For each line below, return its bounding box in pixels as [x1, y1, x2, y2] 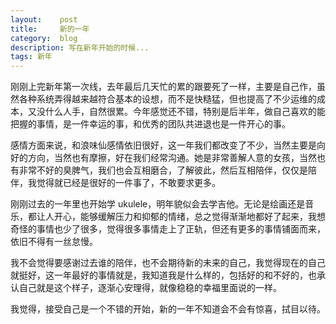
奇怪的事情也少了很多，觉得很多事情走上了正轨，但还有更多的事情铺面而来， [10, 223, 326, 235]
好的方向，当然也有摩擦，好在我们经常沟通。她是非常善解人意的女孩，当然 [10, 152, 317, 164]
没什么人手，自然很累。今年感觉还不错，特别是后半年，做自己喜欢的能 [36, 106, 326, 118]
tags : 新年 [10, 52, 53, 62]
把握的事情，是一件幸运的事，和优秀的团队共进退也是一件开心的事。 [10, 118, 291, 130]
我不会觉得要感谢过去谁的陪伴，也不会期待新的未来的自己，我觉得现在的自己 [10, 257, 326, 269]
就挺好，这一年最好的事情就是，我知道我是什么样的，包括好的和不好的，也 [10, 269, 317, 281]
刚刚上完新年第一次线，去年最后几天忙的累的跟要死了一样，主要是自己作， [10, 81, 317, 93]
